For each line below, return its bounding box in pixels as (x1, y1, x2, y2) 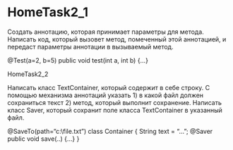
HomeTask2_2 (7, 70, 49, 78)
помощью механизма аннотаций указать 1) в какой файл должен (7, 91, 203, 99)
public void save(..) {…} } (7, 135, 80, 143)
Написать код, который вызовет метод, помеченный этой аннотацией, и (7, 35, 227, 43)
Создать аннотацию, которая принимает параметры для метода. (7, 27, 205, 36)
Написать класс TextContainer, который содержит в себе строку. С (7, 83, 210, 92)
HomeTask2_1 (7, 4, 88, 20)
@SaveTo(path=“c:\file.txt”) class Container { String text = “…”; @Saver (7, 127, 213, 135)
